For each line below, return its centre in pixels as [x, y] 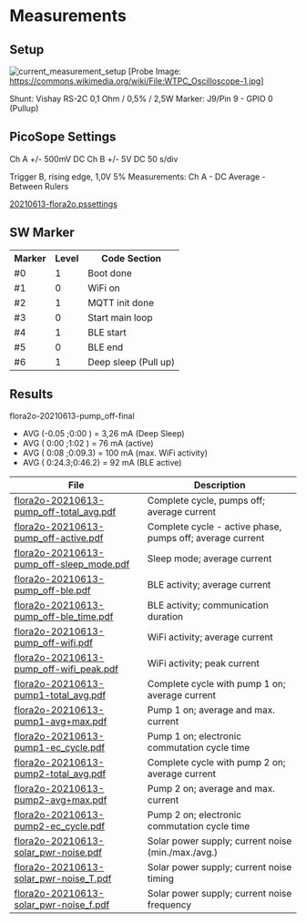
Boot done [110, 272]
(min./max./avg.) [183, 853]
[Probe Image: [155, 71]
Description [219, 486]
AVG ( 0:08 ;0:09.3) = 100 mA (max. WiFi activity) [115, 453]
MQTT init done [121, 303]
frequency [169, 905]
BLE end [106, 347]
